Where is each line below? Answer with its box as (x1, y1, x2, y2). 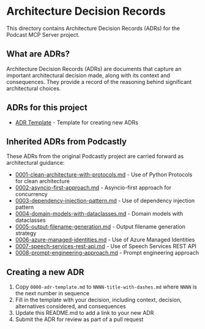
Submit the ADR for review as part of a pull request (15, 316, 144, 323)
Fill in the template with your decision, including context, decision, (15, 296, 182, 304)
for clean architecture (15, 178, 70, 185)
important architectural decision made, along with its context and (6, 72, 170, 79)
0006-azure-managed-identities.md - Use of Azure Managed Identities (15, 236, 195, 243)
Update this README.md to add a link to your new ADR (15, 309, 154, 317)
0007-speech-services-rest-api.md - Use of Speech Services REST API (15, 243, 197, 250)
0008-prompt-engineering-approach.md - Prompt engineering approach (15, 249, 199, 257)
